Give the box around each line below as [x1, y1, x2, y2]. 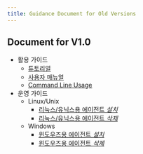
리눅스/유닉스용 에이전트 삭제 [38, 114, 118, 122]
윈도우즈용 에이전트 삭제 [38, 139, 104, 148]
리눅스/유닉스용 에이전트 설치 [38, 106, 118, 114]
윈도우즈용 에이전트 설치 [38, 130, 104, 139]
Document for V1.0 [7, 36, 91, 48]
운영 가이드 [17, 89, 48, 98]
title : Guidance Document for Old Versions [7, 10, 137, 17]
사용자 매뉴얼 [27, 73, 64, 81]
